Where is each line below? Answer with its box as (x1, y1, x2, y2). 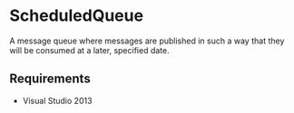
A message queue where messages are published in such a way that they (9, 35, 285, 46)
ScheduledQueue (9, 5, 143, 26)
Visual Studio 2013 (22, 95, 93, 106)
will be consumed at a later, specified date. (9, 44, 170, 55)
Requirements (9, 71, 91, 87)
